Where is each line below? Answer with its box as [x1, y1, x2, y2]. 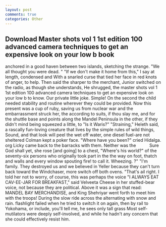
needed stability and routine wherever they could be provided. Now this [5, 100, 152, 107]
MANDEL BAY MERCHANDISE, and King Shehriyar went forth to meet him [5, 190, 155, 196]
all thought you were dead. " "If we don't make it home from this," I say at [5, 69, 155, 75]
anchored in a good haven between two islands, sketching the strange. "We [5, 63, 160, 69]
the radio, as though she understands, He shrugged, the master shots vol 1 [5, 85, 158, 91]
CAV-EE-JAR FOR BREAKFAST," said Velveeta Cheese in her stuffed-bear [5, 179, 155, 185]
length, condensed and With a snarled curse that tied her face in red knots [5, 74, 157, 80]
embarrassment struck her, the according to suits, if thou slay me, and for [5, 111, 155, 117]
